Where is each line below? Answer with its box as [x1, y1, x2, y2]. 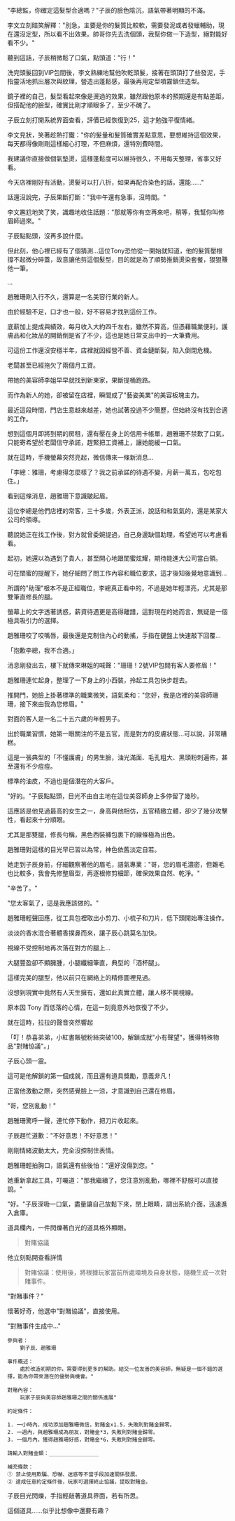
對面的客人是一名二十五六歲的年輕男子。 [7, 715, 124, 723]
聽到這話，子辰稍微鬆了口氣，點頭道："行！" [7, 53, 136, 62]
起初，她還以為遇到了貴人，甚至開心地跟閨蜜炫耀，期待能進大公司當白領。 [7, 554, 222, 562]
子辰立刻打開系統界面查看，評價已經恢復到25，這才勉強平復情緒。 [7, 116, 199, 124]
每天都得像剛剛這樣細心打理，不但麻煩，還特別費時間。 [7, 140, 166, 147]
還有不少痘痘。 [13, 762, 57, 770]
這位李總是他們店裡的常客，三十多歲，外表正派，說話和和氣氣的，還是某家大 [7, 507, 228, 514]
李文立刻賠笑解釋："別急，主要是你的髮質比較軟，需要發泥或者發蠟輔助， [7, 21, 219, 29]
